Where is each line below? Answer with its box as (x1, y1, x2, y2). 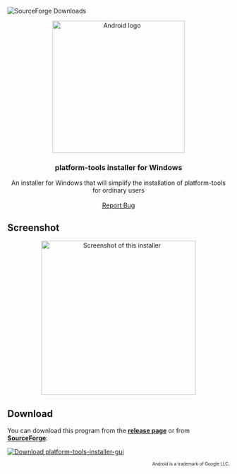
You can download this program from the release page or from (7, 426, 190, 435)
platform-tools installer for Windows (54, 162, 183, 172)
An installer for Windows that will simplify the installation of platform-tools (11, 178, 226, 187)
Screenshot (7, 221, 60, 233)
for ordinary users (92, 186, 145, 195)
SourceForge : (7, 434, 48, 442)
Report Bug (102, 201, 135, 209)
